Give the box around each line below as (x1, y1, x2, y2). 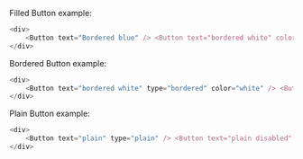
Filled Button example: (9, 8, 92, 18)
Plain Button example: (9, 108, 90, 119)
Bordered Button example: (9, 57, 106, 68)
